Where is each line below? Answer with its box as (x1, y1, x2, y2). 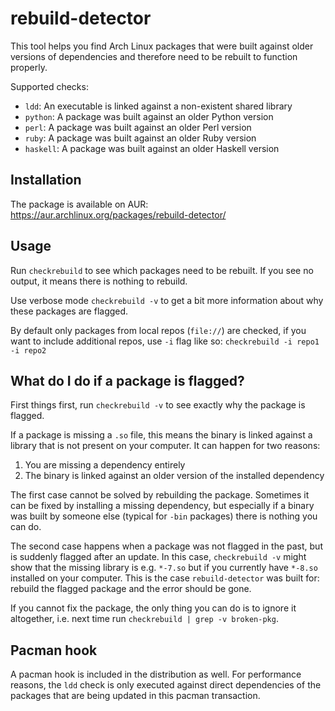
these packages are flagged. (10, 305, 129, 317)
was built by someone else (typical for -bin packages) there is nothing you (10, 510, 318, 522)
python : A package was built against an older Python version (24, 110, 274, 122)
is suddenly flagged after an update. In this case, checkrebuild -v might (10, 551, 307, 563)
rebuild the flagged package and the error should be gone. (10, 583, 252, 595)
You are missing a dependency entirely (24, 459, 186, 471)
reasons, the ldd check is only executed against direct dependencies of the (10, 679, 322, 691)
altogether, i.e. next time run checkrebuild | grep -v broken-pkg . (10, 613, 279, 625)
